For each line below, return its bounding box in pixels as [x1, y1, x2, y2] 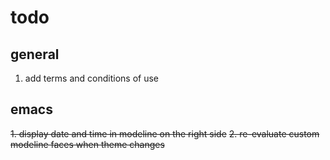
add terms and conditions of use [24, 72, 160, 84]
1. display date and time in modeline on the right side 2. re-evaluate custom [10, 127, 320, 140]
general [10, 46, 60, 63]
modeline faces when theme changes [10, 138, 165, 150]
